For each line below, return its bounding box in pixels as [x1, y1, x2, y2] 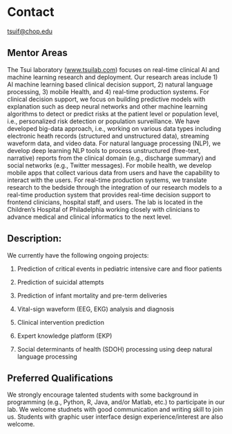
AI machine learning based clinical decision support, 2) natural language [7, 80, 213, 89]
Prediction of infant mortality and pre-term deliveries [17, 291, 168, 300]
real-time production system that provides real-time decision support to [7, 190, 211, 199]
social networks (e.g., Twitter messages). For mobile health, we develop [7, 161, 212, 170]
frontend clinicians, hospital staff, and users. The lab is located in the [7, 198, 203, 206]
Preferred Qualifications [7, 372, 114, 384]
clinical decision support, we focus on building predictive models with [7, 95, 206, 103]
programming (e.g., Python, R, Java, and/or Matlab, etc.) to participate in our [7, 398, 225, 406]
